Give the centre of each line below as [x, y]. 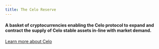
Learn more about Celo [29, 41]
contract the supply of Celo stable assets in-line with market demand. [78, 30]
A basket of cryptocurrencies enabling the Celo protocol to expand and [79, 25]
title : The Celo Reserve [31, 10]
